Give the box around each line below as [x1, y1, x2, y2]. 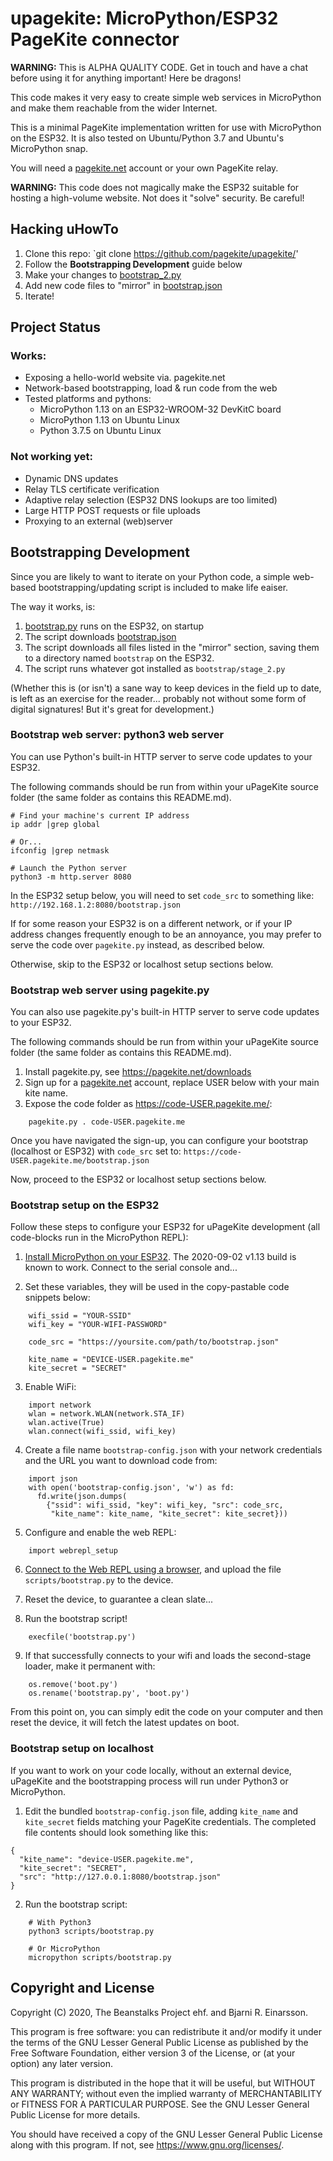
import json [28, 1474, 78, 1484]
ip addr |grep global [10, 819, 101, 829]
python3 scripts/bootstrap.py [28, 1926, 155, 1936]
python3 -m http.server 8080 [10, 872, 132, 882]
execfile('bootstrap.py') [28, 1632, 137, 1642]
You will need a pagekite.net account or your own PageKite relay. [10, 162, 279, 174]
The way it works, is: [10, 600, 96, 612]
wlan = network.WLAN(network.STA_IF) [28, 1409, 186, 1419]
